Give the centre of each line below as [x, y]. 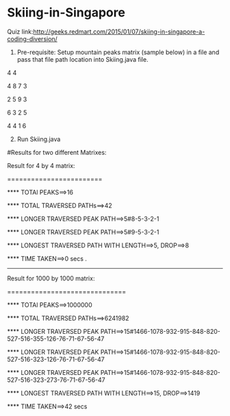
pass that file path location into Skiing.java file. [82, 59]
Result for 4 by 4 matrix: [41, 165]
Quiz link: [20, 32]
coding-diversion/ [33, 38]
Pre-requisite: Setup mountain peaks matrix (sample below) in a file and [118, 52]
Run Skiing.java [39, 139]
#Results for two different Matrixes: [57, 152]
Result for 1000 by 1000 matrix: [51, 278]
